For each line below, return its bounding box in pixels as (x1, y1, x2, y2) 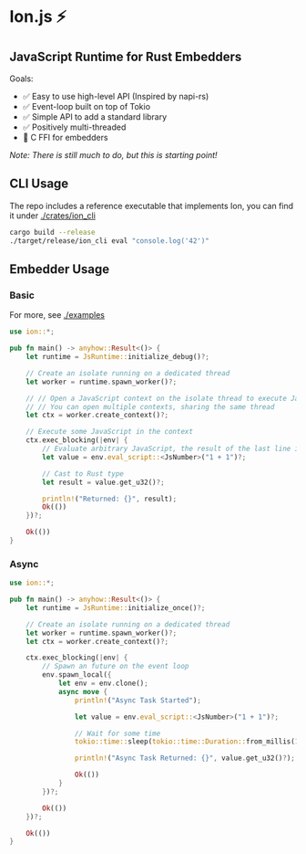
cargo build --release (9, 227, 96, 237)
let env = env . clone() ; (57, 679, 148, 689)
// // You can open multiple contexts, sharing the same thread (25, 402, 275, 411)
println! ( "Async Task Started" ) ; (74, 695, 202, 705)
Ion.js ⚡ (9, 6, 66, 27)
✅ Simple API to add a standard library (22, 111, 168, 122)
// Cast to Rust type (42, 469, 125, 479)
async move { (57, 687, 107, 696)
